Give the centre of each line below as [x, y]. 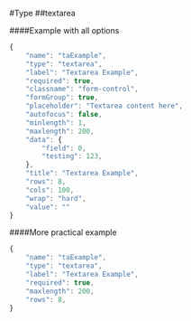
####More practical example [63, 232]
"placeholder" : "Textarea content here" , [104, 106]
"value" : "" [48, 207]
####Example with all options [64, 30]
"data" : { [44, 139]
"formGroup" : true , [62, 98]
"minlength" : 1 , [56, 123]
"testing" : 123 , [72, 156]
